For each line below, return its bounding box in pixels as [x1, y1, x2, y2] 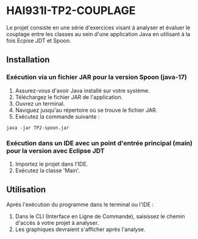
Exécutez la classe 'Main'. [15, 166, 80, 174]
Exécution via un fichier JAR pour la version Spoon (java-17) [6, 73, 187, 81]
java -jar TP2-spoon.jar [6, 125, 69, 131]
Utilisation [6, 185, 46, 195]
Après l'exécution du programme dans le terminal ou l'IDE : [6, 200, 154, 208]
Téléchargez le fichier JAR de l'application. [15, 93, 123, 101]
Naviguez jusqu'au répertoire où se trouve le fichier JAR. [15, 106, 158, 114]
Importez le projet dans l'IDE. [15, 160, 88, 167]
